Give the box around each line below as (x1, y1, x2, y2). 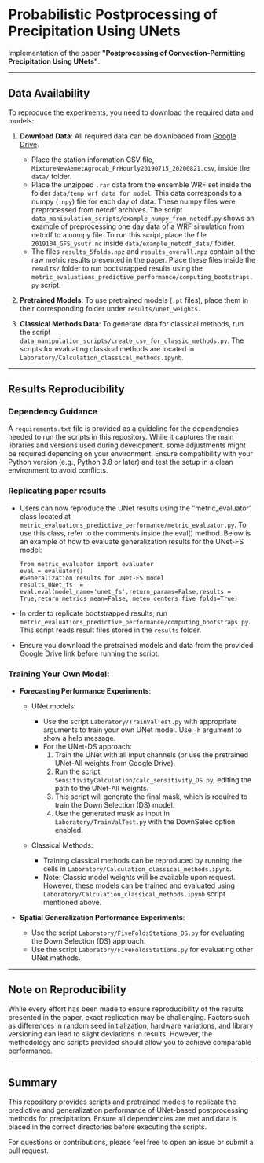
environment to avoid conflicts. (8, 466, 108, 475)
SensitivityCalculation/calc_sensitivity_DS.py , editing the (54, 775, 252, 785)
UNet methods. (31, 953, 81, 962)
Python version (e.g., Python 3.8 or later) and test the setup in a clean (8, 458, 233, 467)
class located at (19, 511, 71, 521)
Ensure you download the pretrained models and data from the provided (19, 640, 254, 650)
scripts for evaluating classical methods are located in (19, 344, 195, 353)
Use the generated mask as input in (54, 808, 170, 819)
